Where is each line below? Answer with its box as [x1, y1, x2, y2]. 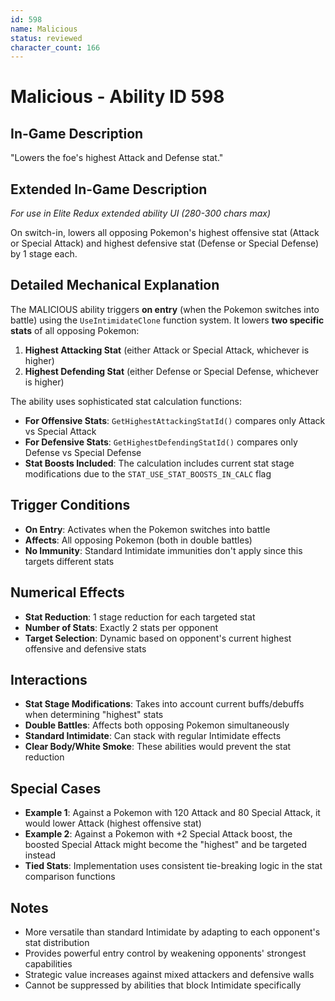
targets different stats [24, 555, 115, 567]
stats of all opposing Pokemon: [10, 324, 140, 336]
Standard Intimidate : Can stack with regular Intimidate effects [24, 730, 282, 742]
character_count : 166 [10, 42, 101, 53]
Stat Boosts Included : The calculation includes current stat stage [24, 457, 295, 469]
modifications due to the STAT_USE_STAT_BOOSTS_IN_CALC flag [24, 467, 272, 480]
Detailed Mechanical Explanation [10, 277, 220, 294]
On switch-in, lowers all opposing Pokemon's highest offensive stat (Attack [10, 227, 320, 239]
